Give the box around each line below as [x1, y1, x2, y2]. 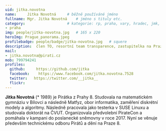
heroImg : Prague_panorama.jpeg [5, 35, 70, 40]
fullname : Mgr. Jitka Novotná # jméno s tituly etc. [5, 16, 123, 21]
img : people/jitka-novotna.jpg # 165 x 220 [5, 30, 100, 35]
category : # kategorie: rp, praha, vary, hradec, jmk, [5, 21, 161, 26]
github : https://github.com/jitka [9, 67, 90, 72]
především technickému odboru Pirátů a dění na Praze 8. [5, 120, 121, 126]
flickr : [9, 80, 26, 85]
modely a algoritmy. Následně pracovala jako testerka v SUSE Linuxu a [5, 104, 149, 110]
